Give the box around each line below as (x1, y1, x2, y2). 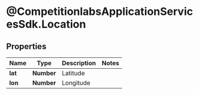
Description (62, 59, 96, 67)
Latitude (62, 69, 85, 77)
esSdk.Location (6, 17, 86, 31)
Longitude (62, 79, 91, 87)
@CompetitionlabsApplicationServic (6, 5, 194, 19)
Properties (6, 41, 47, 51)
